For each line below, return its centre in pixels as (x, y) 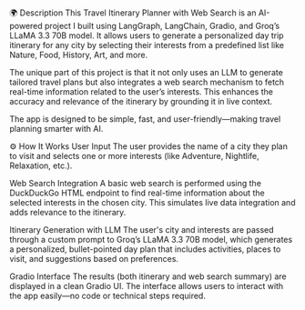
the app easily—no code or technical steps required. (108, 295)
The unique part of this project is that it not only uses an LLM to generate (147, 72)
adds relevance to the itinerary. (68, 212)
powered (26, 26)
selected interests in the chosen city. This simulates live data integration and (152, 202)
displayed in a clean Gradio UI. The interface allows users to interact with (147, 286)
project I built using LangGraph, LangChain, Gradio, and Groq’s (162, 26)
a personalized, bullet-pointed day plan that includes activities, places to (145, 249)
